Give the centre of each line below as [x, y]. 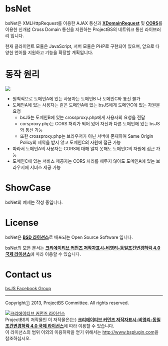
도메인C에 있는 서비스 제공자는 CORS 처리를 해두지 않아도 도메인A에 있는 [83, 161]
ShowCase [28, 188]
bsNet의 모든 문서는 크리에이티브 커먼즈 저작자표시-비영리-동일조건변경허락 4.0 [83, 248]
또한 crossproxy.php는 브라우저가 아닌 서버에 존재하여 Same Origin [86, 136]
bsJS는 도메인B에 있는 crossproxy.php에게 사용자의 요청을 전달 [82, 117]
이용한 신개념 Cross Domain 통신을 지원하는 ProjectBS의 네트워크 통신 [74, 29]
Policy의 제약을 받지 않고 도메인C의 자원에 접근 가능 [70, 142]
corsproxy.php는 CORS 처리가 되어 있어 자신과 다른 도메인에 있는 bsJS [90, 123]
